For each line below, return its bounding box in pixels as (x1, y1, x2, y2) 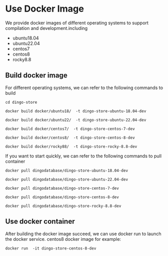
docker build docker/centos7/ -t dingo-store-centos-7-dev (5, 126, 136, 132)
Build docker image (5, 71, 68, 80)
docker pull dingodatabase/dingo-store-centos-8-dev (5, 194, 119, 200)
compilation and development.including (5, 25, 88, 31)
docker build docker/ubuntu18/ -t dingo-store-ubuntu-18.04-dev (5, 108, 146, 114)
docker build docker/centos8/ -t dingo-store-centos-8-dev (5, 135, 136, 140)
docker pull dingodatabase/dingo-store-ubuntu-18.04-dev (5, 168, 128, 173)
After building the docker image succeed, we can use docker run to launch (5, 231, 161, 237)
